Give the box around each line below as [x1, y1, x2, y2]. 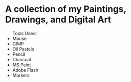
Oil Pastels [12, 46, 34, 52]
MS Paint [12, 62, 31, 68]
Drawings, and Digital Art [5, 14, 111, 25]
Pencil [12, 51, 25, 57]
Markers [12, 72, 30, 78]
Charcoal [12, 56, 31, 62]
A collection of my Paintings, [5, 3, 127, 15]
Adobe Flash [12, 67, 39, 73]
